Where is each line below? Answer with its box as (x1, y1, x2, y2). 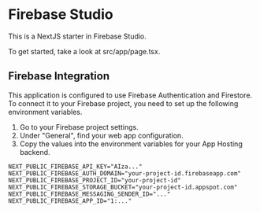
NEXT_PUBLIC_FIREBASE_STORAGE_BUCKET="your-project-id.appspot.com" (8, 183, 238, 191)
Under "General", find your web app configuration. (19, 130, 184, 140)
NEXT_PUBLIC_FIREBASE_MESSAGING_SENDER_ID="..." (8, 190, 171, 198)
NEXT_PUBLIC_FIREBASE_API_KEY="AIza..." (8, 163, 143, 171)
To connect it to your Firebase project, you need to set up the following (8, 98, 239, 108)
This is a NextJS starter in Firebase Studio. (8, 31, 147, 41)
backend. (19, 147, 50, 156)
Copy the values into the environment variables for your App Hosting (19, 139, 243, 149)
